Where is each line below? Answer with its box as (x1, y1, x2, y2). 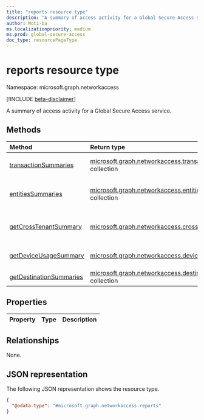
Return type (90, 142, 126, 151)
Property (9, 315, 36, 323)
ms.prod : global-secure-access (6, 32, 86, 38)
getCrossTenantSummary (9, 222, 82, 231)
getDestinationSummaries (9, 272, 83, 281)
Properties (6, 297, 47, 307)
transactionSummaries (9, 161, 74, 169)
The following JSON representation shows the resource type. (6, 385, 160, 393)
